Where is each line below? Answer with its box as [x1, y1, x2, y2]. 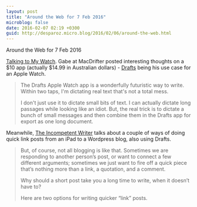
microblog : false [6, 19, 49, 25]
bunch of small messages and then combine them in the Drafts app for [20, 112, 191, 119]
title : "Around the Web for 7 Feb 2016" [6, 14, 107, 20]
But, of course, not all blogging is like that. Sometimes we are [20, 147, 169, 154]
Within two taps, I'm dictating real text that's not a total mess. [20, 88, 169, 95]
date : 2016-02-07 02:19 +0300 [6, 25, 80, 31]
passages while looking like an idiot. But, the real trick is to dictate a [20, 106, 185, 113]
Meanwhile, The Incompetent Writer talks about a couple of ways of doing [6, 130, 185, 137]
